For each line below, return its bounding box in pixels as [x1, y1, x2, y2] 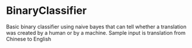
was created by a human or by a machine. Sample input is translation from [6, 29, 186, 36]
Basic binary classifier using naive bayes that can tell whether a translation [6, 23, 187, 30]
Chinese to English [6, 35, 52, 42]
